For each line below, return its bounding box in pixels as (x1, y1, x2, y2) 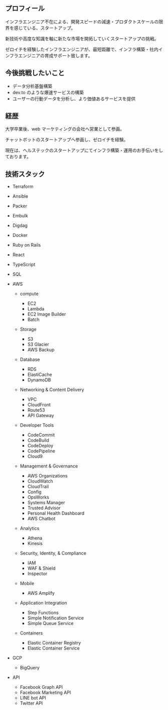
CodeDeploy (27, 443, 54, 449)
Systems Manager (27, 500, 65, 506)
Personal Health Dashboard (27, 510, 85, 516)
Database (20, 356, 40, 363)
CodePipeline (27, 448, 56, 454)
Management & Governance (20, 463, 78, 469)
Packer (12, 203, 28, 209)
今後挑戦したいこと (5, 69, 65, 77)
